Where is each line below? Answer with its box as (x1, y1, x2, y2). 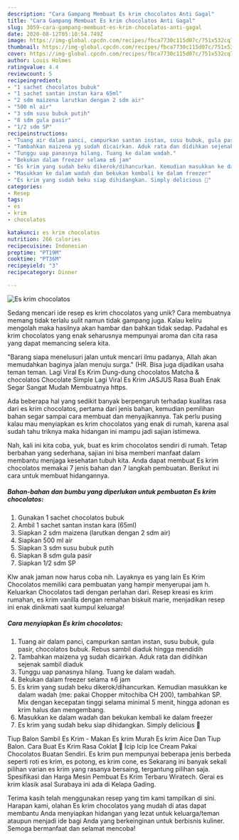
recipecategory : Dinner (7, 269, 78, 276)
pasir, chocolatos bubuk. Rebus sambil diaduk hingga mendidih (17, 644, 203, 653)
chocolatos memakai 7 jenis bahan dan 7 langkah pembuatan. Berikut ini (7, 463, 219, 472)
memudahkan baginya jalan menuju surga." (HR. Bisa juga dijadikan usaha (7, 360, 224, 368)
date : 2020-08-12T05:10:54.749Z (7, 30, 103, 38)
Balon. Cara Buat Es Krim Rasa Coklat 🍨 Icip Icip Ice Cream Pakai (7, 742, 197, 750)
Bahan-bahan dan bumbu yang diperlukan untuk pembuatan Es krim (7, 487, 216, 496)
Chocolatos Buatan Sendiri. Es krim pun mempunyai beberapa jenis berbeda (7, 749, 231, 758)
